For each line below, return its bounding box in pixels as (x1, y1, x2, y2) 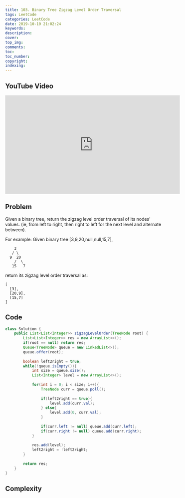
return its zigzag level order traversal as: (5, 272, 88, 278)
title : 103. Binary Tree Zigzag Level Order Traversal (5, 7, 122, 13)
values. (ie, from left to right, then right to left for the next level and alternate (5, 221, 162, 227)
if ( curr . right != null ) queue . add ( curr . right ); (40, 428, 142, 433)
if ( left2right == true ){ (40, 396, 93, 401)
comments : (5, 45, 26, 50)
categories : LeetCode (5, 17, 50, 22)
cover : (5, 36, 19, 41)
